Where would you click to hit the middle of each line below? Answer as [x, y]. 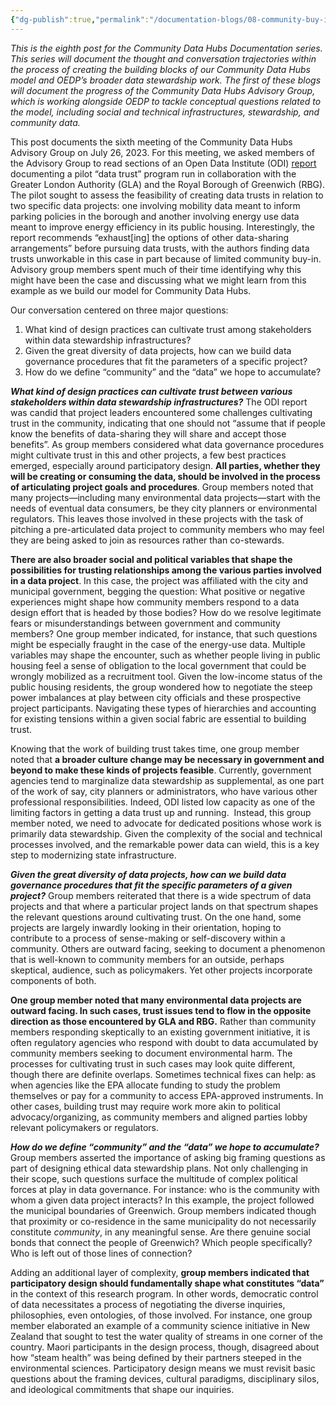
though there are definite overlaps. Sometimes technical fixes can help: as [163, 1074]
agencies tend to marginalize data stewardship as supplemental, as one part [167, 780]
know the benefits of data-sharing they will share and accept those [148, 433]
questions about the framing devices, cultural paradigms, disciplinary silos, [165, 1378]
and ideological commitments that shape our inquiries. [122, 1389]
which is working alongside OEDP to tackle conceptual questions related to [166, 101]
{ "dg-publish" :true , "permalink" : [80, 19]
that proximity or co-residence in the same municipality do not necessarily [163, 1221]
